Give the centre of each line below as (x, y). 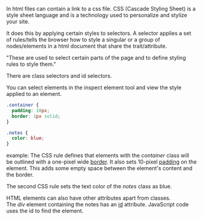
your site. (18, 21)
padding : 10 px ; (31, 110)
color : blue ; (28, 138)
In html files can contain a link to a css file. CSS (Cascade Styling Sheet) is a (101, 9)
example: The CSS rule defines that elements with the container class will (98, 156)
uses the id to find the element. (45, 211)
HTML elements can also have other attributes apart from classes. (89, 198)
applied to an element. (34, 94)
